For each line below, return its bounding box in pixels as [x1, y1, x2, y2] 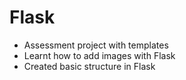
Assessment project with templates [23, 39, 169, 51]
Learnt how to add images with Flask [23, 49, 176, 61]
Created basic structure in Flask [23, 60, 156, 72]
